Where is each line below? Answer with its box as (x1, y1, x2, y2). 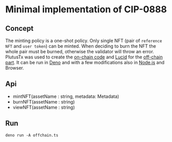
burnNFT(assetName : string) (12, 98, 75, 105)
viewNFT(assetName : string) (12, 104, 75, 110)
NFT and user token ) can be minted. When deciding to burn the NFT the (5, 43, 157, 49)
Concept (5, 24, 34, 33)
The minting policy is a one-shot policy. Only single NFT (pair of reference (5, 37, 162, 44)
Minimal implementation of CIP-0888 (5, 4, 167, 15)
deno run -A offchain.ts (5, 132, 59, 138)
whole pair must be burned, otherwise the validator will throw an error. (5, 49, 154, 54)
